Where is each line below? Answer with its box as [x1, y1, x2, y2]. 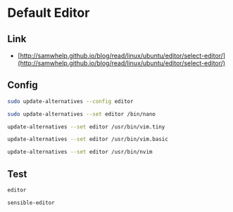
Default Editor [7, 5, 90, 21]
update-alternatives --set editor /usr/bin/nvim [7, 149, 153, 156]
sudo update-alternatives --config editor [7, 98, 134, 105]
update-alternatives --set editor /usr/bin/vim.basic [7, 135, 169, 143]
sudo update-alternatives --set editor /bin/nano [7, 110, 156, 117]
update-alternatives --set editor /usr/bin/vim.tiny [7, 123, 165, 131]
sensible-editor [7, 199, 55, 206]
